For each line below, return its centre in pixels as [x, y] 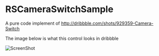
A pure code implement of [33, 23]
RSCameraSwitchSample [59, 9]
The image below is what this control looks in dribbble [62, 38]
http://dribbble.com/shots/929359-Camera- [107, 23]
